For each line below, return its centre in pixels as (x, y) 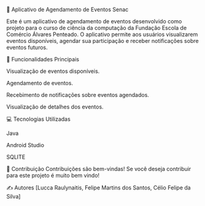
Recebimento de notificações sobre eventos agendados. (78, 95)
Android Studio (25, 145)
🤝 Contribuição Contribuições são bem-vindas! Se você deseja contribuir (99, 169)
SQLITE (16, 157)
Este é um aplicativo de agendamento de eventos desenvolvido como (94, 21)
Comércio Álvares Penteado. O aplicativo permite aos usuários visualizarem (102, 34)
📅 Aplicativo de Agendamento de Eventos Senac (68, 10)
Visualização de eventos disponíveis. (53, 71)
